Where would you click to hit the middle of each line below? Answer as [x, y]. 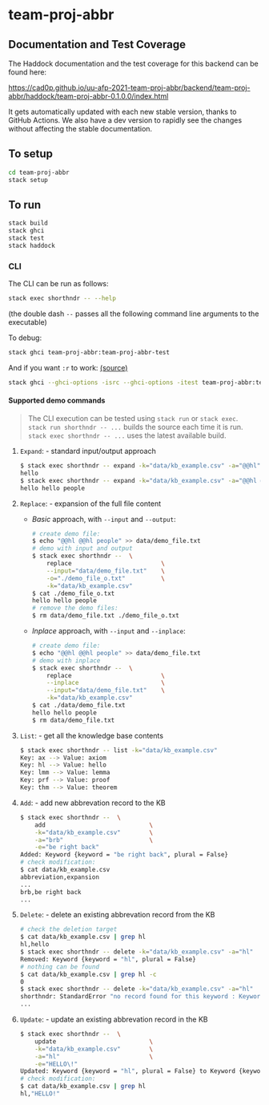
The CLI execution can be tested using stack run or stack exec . [133, 418]
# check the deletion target [68, 929]
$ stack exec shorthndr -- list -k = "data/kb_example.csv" [118, 750]
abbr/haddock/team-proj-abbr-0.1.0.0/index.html [88, 96]
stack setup [28, 180]
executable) [28, 322]
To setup [31, 154]
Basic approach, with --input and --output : [104, 519]
